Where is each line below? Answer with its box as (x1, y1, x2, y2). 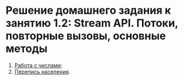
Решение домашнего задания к (5, 4, 171, 17)
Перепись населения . (14, 68, 71, 75)
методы (5, 42, 48, 56)
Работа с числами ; (14, 61, 63, 69)
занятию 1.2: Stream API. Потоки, (5, 16, 179, 30)
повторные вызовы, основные (5, 29, 166, 43)
